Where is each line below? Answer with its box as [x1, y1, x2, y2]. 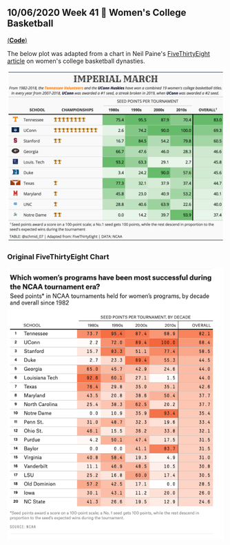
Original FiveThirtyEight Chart [7, 252, 109, 262]
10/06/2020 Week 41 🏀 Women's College [7, 7, 187, 19]
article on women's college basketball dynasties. [7, 57, 146, 65]
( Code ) [7, 36, 28, 44]
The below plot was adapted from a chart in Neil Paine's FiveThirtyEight [7, 49, 210, 57]
